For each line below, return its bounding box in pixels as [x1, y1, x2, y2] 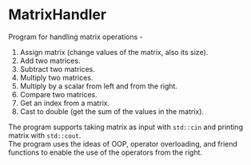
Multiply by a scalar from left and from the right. [19, 81, 178, 91]
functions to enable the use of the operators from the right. [8, 147, 202, 157]
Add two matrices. [19, 56, 81, 65]
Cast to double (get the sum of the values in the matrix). [19, 106, 205, 116]
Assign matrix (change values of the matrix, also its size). [19, 47, 209, 57]
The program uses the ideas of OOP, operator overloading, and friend [8, 139, 238, 148]
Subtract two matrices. [19, 64, 96, 73]
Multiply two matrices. [19, 73, 94, 82]
